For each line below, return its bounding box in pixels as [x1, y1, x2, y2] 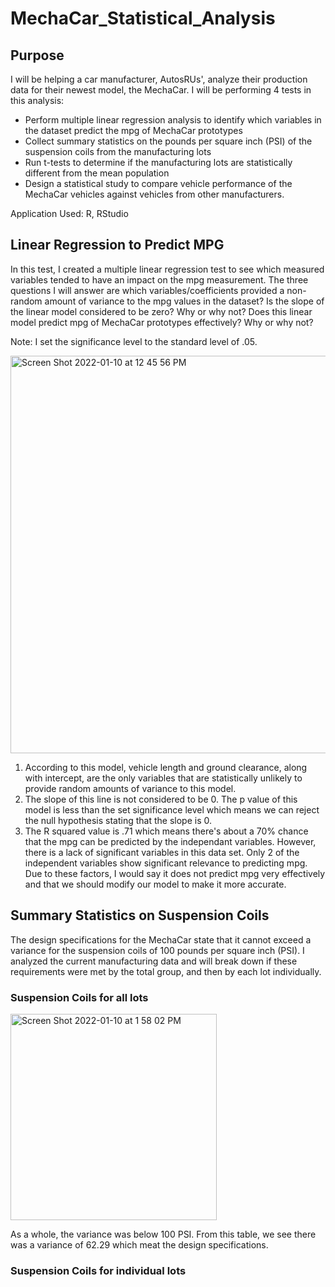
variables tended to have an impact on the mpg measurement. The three [10, 273, 309, 286]
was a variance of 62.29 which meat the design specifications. [10, 1238, 269, 1251]
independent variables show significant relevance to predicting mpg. [24, 857, 308, 869]
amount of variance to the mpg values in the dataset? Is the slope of [44, 295, 325, 307]
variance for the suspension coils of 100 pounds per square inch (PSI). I [10, 944, 305, 956]
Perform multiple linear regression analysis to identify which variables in [24, 114, 322, 126]
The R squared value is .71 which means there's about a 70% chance [24, 825, 309, 837]
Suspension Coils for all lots [10, 990, 149, 1004]
